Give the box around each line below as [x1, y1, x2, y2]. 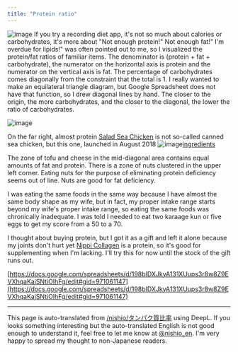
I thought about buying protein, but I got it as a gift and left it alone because [7, 233, 227, 242]
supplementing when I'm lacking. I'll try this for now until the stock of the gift [7, 248, 231, 257]
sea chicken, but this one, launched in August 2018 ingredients [7, 139, 216, 148]
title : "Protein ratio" [7, 10, 78, 18]
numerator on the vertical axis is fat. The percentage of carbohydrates [7, 67, 212, 76]
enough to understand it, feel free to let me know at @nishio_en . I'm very [7, 329, 220, 337]
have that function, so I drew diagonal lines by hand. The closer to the [7, 90, 211, 98]
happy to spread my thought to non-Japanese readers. [7, 336, 168, 345]
